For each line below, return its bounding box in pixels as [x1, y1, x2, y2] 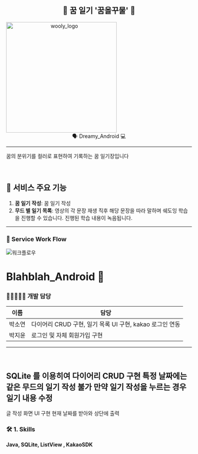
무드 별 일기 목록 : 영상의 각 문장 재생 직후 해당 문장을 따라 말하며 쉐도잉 [14, 207, 177, 214]
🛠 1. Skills [6, 425, 35, 433]
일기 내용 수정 [6, 393, 53, 403]
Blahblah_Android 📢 [6, 270, 105, 284]
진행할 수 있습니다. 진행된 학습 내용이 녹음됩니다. [21, 214, 133, 221]
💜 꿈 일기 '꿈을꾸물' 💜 [62, 5, 136, 16]
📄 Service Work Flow [6, 235, 67, 243]
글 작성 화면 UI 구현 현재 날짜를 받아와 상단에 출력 [6, 410, 120, 417]
